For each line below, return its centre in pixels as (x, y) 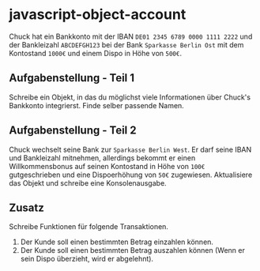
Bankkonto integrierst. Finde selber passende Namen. (96, 105)
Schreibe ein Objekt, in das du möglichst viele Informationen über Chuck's (130, 97)
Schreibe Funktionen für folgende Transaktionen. (89, 227)
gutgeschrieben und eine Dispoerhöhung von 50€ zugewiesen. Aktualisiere (131, 175)
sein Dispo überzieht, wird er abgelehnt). (87, 259)
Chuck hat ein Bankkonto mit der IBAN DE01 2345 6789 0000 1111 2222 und (131, 36)
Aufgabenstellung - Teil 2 (73, 131)
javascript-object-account (98, 15)
